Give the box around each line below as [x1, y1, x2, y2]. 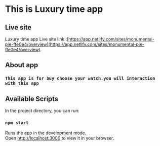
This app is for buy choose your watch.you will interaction [5, 75, 156, 81]
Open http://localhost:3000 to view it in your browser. [5, 135, 115, 141]
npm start [5, 120, 29, 126]
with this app [5, 80, 39, 86]
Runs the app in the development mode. [5, 130, 86, 136]
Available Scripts [5, 95, 58, 103]
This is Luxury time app [5, 3, 103, 15]
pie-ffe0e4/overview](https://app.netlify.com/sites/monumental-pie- [5, 41, 145, 47]
